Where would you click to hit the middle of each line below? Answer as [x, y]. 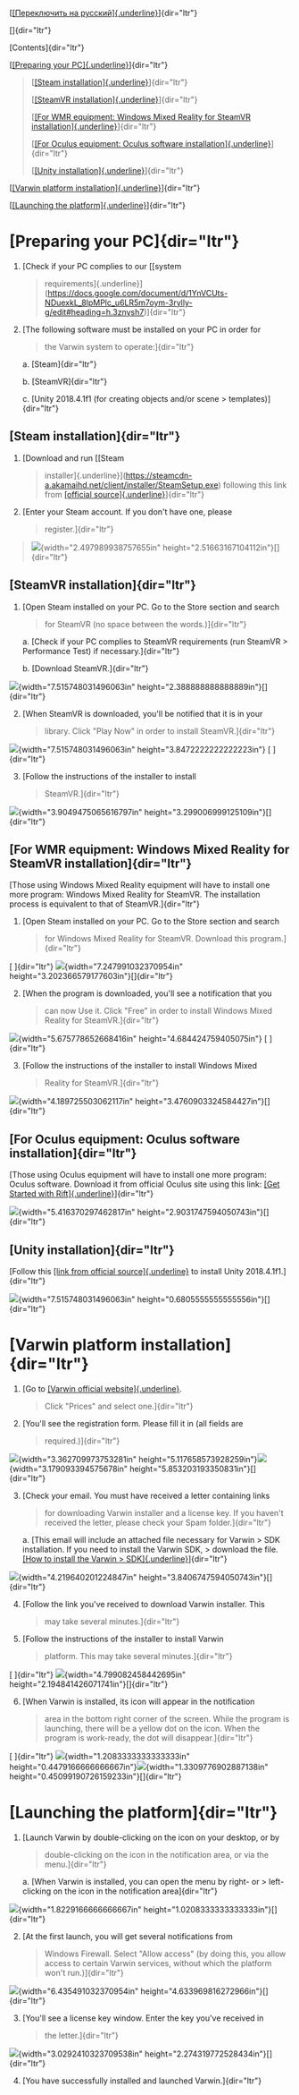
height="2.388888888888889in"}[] [202, 686]
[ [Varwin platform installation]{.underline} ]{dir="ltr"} [105, 188]
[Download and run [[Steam [73, 458]
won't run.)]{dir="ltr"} [84, 1972]
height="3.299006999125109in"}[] [208, 812]
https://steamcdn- [159, 475]
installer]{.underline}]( [85, 475]
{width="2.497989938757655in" [100, 547]
